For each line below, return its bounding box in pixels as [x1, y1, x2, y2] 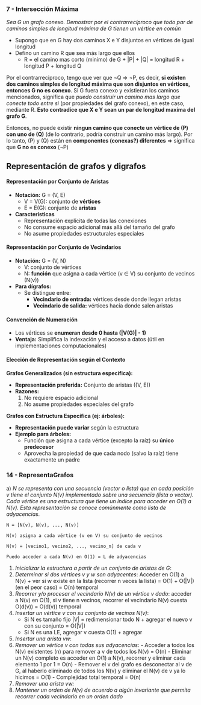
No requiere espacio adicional [23, 394, 99, 401]
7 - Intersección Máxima [6, 5, 79, 13]
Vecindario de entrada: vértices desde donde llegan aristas [32, 295, 182, 303]
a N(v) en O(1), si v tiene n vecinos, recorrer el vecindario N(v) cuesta [14, 596, 188, 604]
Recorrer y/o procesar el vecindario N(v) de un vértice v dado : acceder [14, 590, 192, 597]
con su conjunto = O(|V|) [23, 622, 86, 629]
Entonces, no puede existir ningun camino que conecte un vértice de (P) [6, 124, 188, 132]
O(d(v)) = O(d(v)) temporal [14, 603, 81, 610]
